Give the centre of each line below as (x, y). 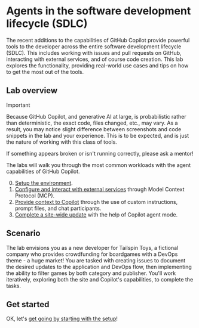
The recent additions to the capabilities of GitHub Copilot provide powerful (98, 40)
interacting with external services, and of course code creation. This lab (95, 59)
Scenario (23, 233)
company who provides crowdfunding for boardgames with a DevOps (92, 254)
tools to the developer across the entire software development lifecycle (94, 47)
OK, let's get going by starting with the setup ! (62, 319)
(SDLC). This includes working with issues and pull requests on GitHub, (94, 52)
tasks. (14, 286)
